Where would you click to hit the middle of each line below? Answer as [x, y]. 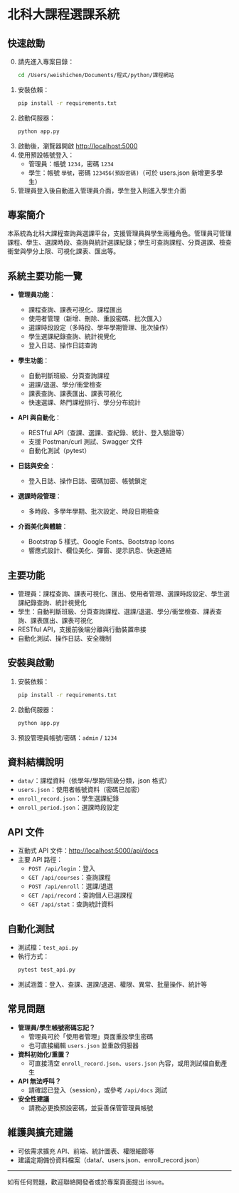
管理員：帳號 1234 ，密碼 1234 [71, 163]
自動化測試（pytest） [59, 451]
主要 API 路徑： [40, 860]
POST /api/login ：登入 [62, 868]
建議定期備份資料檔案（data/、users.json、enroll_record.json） [110, 1159]
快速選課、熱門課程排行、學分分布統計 [84, 402]
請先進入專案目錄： [46, 62]
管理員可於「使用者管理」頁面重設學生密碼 [91, 1036]
